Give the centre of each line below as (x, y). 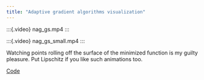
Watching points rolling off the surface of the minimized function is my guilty (102, 53)
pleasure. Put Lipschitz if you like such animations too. (75, 59)
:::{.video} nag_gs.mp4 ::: (38, 29)
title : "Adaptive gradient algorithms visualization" (76, 12)
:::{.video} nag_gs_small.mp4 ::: (46, 41)
